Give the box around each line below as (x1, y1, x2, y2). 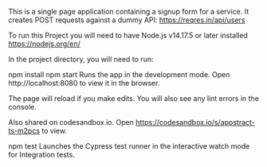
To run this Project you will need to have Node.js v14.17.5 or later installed (8, 31, 249, 40)
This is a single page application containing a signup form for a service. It (8, 7, 249, 16)
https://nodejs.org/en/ (8, 39, 81, 49)
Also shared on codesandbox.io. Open (8, 118, 134, 126)
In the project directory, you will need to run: (8, 55, 154, 64)
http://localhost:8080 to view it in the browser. (8, 79, 160, 87)
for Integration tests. (8, 150, 76, 159)
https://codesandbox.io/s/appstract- (135, 118, 255, 126)
